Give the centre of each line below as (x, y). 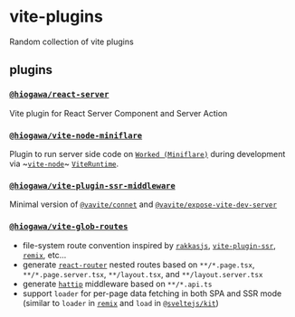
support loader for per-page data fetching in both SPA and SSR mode (152, 293)
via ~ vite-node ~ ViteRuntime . (64, 163)
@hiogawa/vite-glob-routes (69, 227)
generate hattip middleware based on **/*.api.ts (117, 284)
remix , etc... (44, 255)
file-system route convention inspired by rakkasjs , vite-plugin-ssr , (149, 245)
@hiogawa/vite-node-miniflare (76, 135)
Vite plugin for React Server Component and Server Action (119, 113)
